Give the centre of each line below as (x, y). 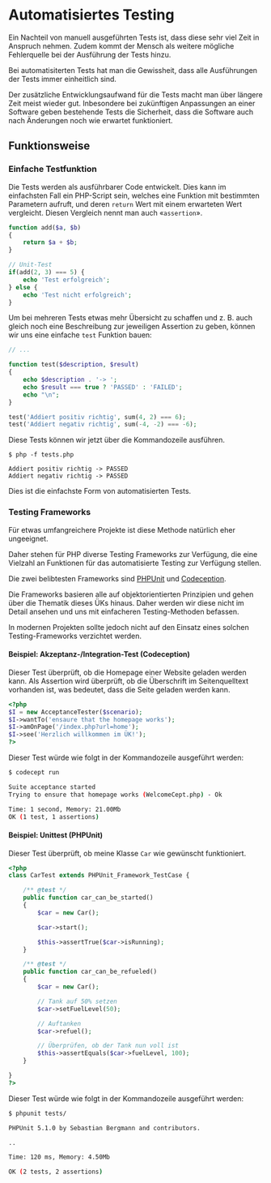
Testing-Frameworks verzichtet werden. (75, 636)
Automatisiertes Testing (91, 15)
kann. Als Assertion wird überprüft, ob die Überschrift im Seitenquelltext (129, 681)
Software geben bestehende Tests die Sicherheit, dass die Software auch (131, 112)
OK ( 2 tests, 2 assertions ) (56, 1172)
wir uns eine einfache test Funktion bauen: (80, 335)
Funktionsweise (49, 146)
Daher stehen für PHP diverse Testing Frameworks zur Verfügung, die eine (133, 554)
